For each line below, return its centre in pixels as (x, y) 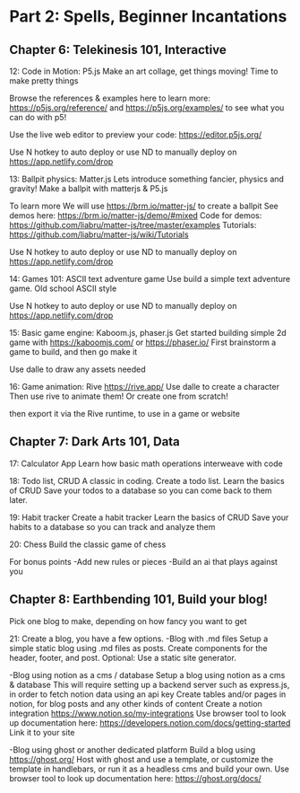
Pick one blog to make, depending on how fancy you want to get (128, 621)
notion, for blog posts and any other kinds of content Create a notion (136, 703)
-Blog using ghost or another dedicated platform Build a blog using (133, 749)
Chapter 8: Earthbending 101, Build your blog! (139, 599)
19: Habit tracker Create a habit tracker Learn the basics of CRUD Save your (149, 517)
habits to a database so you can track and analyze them (112, 526)
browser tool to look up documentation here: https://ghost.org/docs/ (135, 778)
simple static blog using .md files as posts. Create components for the (138, 648)
